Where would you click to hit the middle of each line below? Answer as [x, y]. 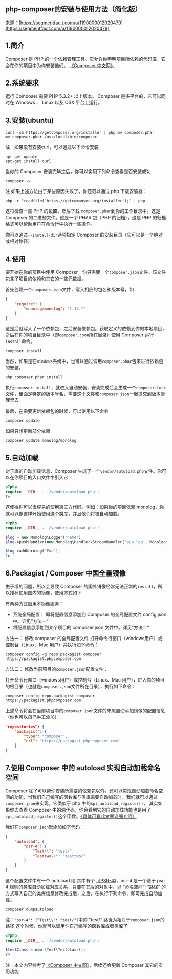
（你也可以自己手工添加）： [33, 717]
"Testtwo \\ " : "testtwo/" [59, 856]
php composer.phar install [34, 377]
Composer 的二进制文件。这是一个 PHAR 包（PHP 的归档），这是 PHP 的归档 [86, 218]
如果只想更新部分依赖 [28, 431]
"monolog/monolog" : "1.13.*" [55, 309]
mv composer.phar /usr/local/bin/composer [51, 137]
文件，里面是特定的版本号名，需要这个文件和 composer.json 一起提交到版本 [83, 394]
